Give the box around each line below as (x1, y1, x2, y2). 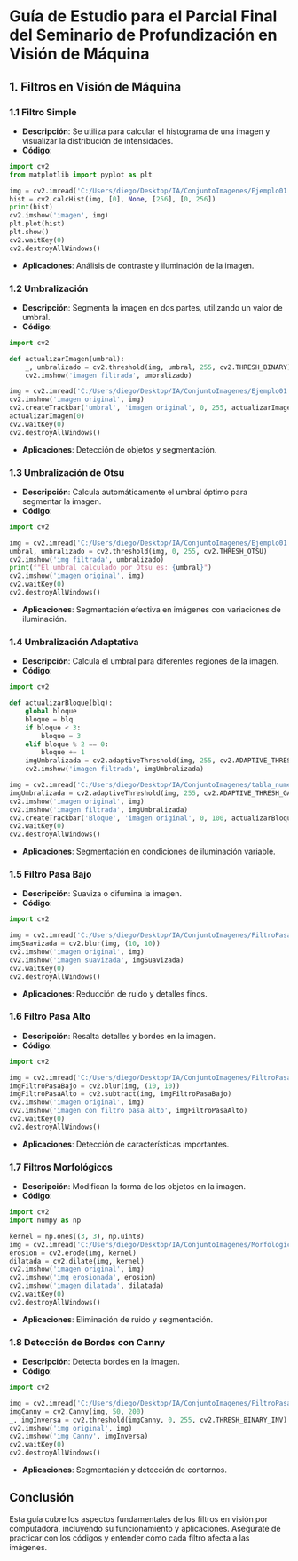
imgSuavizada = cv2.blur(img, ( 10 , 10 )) (9, 939, 161, 949)
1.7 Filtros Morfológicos (9, 1161, 114, 1173)
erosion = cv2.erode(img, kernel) (9, 1249, 137, 1257)
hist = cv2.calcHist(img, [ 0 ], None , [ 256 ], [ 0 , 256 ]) (9, 194, 216, 203)
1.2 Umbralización (9, 282, 89, 295)
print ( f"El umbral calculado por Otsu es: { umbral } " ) (9, 564, 213, 572)
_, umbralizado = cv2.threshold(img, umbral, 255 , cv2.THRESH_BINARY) (25, 362, 292, 372)
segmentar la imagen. (21, 495, 102, 507)
